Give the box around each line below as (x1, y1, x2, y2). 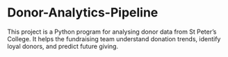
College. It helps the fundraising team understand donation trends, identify (7, 34, 221, 43)
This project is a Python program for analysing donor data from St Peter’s (7, 27, 217, 36)
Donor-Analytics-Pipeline (7, 5, 158, 21)
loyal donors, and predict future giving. (7, 42, 119, 50)
